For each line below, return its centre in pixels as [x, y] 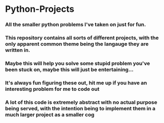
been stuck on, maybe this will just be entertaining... [69, 69]
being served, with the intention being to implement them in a [80, 108]
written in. [18, 50]
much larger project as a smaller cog [50, 115]
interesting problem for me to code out [52, 89]
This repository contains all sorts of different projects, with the [82, 38]
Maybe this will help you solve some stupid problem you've [78, 63]
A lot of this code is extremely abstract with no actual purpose [81, 102]
